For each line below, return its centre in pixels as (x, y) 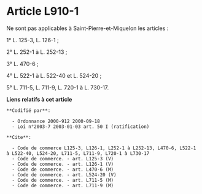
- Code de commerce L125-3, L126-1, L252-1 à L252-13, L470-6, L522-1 (104, 148)
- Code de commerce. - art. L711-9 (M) (63, 185)
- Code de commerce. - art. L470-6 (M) (63, 170)
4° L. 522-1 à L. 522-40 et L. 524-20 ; (54, 75)
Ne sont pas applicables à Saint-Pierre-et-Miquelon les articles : (87, 28)
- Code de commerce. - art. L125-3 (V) (63, 159)
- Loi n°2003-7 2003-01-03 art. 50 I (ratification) (81, 127)
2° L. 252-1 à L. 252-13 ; (37, 52)
